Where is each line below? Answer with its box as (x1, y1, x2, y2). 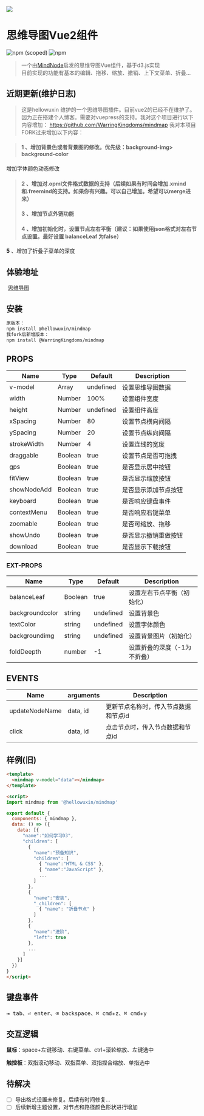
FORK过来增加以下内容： (21, 128, 84, 136)
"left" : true (33, 934, 67, 940)
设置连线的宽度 (122, 440, 165, 449)
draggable (9, 451, 39, 460)
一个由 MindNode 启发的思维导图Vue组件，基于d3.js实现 (21, 61, 160, 69)
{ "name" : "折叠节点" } (38, 906, 95, 912)
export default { (6, 810, 50, 816)
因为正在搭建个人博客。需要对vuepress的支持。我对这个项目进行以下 (21, 113, 194, 121)
